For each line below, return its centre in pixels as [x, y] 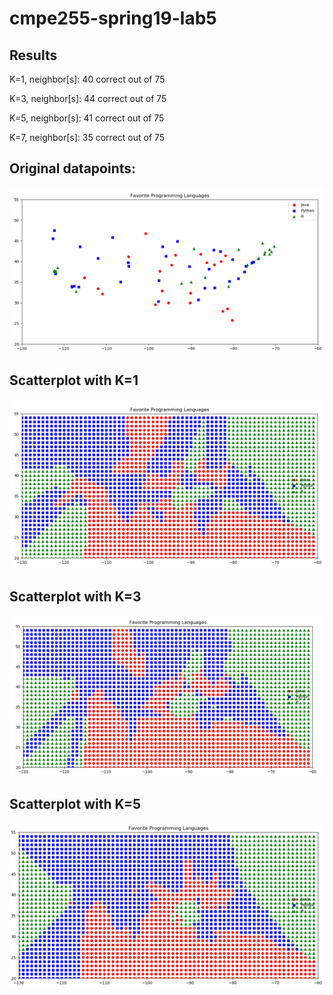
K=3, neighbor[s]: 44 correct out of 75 [88, 98]
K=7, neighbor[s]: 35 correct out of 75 [87, 137]
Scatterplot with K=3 [75, 596]
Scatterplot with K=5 [75, 804]
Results [33, 55]
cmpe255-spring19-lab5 [113, 18]
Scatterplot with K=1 [74, 380]
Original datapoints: [73, 168]
